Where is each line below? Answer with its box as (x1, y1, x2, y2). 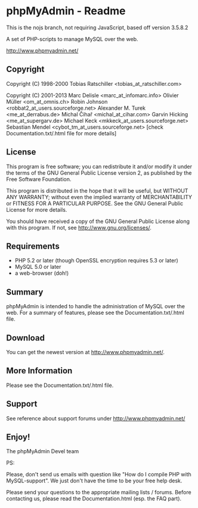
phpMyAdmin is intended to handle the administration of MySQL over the (6, 303, 185, 310)
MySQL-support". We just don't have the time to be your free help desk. (6, 477, 182, 484)
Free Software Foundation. (6, 175, 72, 182)
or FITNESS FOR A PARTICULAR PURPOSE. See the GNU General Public (6, 200, 184, 207)
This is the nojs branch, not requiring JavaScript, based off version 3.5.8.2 (6, 24, 188, 31)
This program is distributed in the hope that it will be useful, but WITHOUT (6, 187, 188, 194)
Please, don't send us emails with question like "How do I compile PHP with (6, 471, 192, 478)
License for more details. (6, 206, 67, 213)
